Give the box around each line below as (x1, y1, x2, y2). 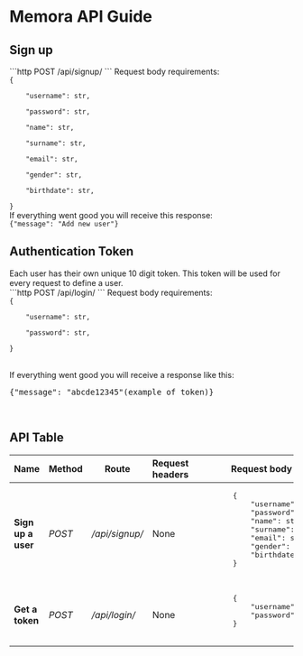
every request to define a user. (9, 277, 124, 288)
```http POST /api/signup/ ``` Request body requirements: (9, 66, 220, 77)
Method (48, 462, 83, 475)
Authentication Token (9, 244, 134, 259)
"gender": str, (25, 171, 83, 180)
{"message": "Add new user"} (9, 219, 119, 228)
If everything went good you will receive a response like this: (9, 369, 234, 380)
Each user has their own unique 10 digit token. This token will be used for (9, 268, 281, 279)
